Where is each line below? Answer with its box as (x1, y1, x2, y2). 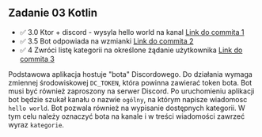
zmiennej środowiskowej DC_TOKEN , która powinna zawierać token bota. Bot (8, 78, 253, 87)
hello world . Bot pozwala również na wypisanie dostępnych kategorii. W (8, 103, 245, 112)
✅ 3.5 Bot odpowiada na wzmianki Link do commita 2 (19, 36, 194, 46)
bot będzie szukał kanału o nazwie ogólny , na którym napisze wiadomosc (8, 94, 248, 104)
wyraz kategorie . (8, 120, 65, 129)
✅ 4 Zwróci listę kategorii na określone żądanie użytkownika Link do (19, 45, 243, 55)
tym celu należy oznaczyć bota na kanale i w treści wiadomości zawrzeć (8, 111, 245, 121)
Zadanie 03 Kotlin (8, 6, 97, 20)
